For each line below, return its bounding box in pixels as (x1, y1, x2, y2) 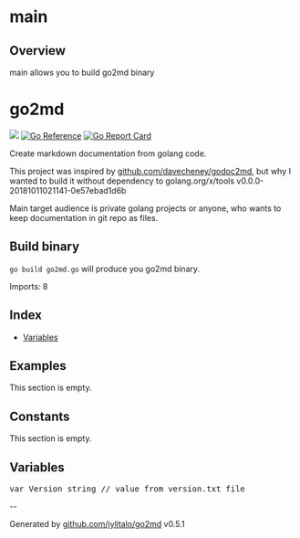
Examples (9, 358, 67, 374)
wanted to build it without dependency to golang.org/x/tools (9, 175, 235, 186)
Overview (9, 43, 67, 58)
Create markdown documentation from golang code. (9, 148, 207, 159)
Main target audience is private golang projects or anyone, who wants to (9, 203, 282, 214)
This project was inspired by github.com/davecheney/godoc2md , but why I (9, 165, 292, 176)
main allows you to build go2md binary (9, 67, 155, 78)
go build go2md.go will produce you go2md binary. (9, 263, 201, 274)
